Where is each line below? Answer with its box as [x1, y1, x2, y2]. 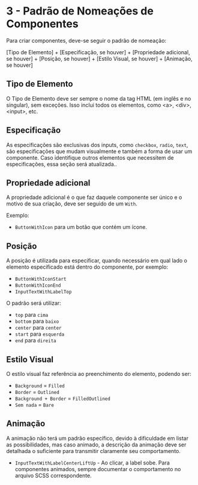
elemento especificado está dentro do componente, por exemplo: [6, 263, 169, 271]
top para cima [14, 311, 49, 319]
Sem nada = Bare [14, 401, 54, 408]
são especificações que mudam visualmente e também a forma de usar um [6, 148, 193, 155]
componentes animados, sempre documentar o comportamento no [14, 465, 181, 472]
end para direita [14, 337, 56, 344]
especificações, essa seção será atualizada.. [6, 160, 117, 167]
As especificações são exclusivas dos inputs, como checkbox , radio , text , [6, 141, 188, 148]
